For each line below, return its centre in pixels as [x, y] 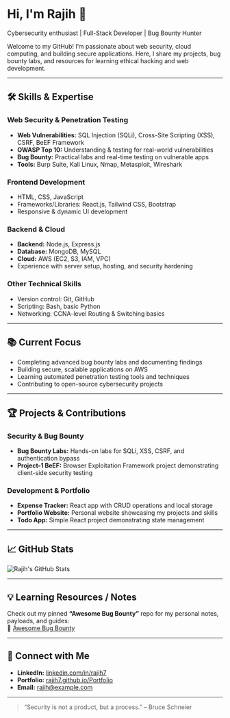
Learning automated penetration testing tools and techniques [103, 377]
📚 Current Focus [44, 342]
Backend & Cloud [36, 229]
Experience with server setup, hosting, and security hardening [105, 266]
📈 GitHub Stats [40, 549]
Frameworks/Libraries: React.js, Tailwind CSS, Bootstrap [97, 204]
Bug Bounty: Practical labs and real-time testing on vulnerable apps [113, 157]
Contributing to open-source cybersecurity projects [90, 384]
